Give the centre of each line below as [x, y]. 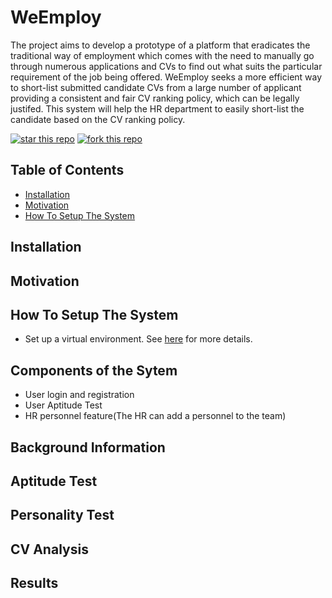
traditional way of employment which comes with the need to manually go [162, 55]
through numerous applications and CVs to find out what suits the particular [166, 66]
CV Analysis [49, 549]
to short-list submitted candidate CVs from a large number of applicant [156, 87]
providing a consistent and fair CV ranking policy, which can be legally [155, 98]
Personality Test [62, 515]
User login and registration [79, 395]
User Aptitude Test [63, 405]
